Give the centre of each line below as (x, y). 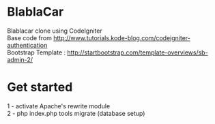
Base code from (30, 37)
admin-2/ (20, 59)
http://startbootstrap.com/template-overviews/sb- (138, 52)
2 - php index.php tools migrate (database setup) (76, 113)
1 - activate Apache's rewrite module (59, 106)
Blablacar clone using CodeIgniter (55, 31)
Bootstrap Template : (37, 52)
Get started (40, 88)
